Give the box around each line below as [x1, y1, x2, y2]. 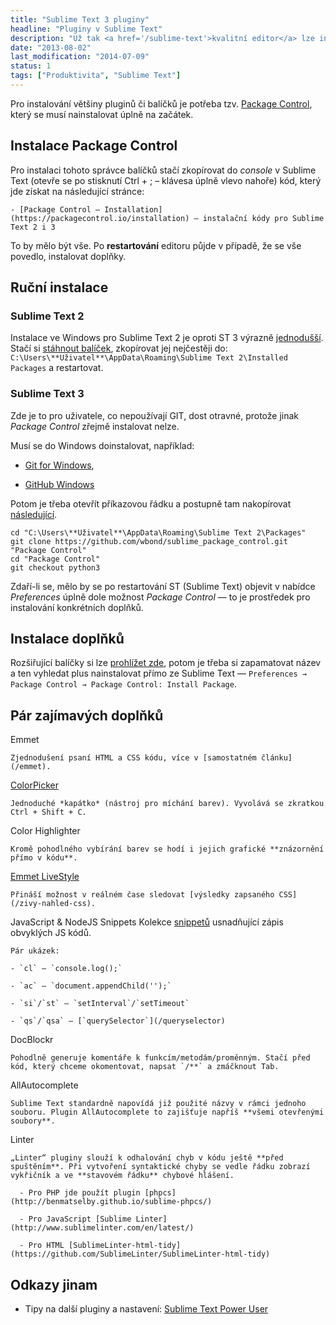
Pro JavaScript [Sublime [28, 1214, 132, 1225]
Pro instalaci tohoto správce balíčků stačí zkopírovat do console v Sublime [10, 164, 317, 176]
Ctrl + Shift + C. [10, 807, 87, 818]
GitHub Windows [24, 478, 95, 490]
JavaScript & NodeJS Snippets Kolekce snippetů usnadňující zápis [10, 916, 284, 928]
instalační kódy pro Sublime [202, 213, 325, 223]
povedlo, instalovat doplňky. [10, 250, 127, 262]
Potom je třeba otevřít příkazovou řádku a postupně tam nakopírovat [10, 497, 292, 510]
